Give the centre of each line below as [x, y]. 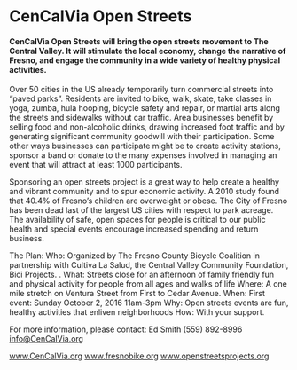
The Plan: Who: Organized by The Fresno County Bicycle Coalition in [134, 256]
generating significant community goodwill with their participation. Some [142, 137]
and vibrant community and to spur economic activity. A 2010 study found [145, 192]
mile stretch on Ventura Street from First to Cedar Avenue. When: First [137, 294]
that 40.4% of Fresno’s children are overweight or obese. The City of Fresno [148, 201]
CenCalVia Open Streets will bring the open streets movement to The [139, 41]
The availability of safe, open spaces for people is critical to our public [137, 220]
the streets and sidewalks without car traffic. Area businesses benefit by [141, 118]
